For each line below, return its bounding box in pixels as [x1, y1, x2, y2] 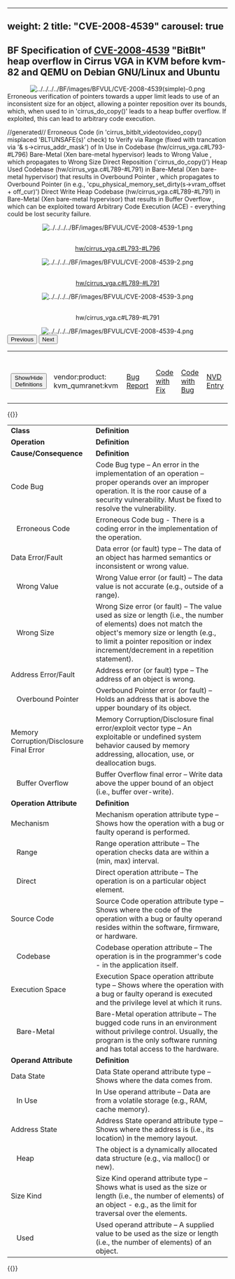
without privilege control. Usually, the [95, 1026, 218, 1036]
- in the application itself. [95, 960, 178, 970]
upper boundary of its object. [95, 703, 192, 713]
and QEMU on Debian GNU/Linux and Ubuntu [20, 66, 220, 78]
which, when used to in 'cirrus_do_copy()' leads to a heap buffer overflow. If [7, 107, 227, 115]
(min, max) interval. [95, 856, 159, 866]
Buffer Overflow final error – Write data [95, 770, 223, 779]
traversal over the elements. [95, 1208, 187, 1218]
